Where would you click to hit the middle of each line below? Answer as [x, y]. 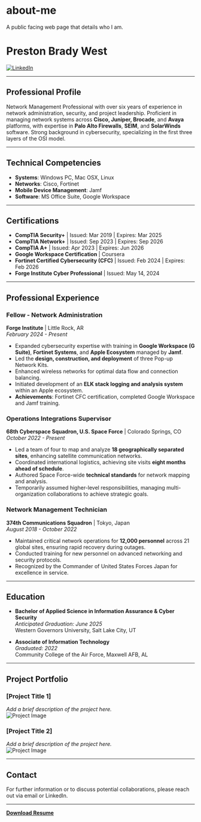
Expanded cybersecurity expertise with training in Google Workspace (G [105, 346]
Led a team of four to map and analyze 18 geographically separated [99, 450]
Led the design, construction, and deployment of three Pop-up [94, 359]
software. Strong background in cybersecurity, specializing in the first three [99, 132]
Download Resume [30, 813]
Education [26, 597]
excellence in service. [42, 572]
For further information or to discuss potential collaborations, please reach [98, 789]
